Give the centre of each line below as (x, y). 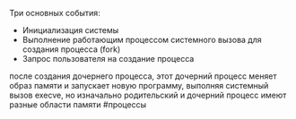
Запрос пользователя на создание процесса (108, 59)
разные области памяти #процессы (78, 105)
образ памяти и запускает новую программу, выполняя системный (139, 85)
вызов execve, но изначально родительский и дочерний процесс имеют (148, 95)
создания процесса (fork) (71, 49)
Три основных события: (55, 13)
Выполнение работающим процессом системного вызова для (142, 40)
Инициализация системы (70, 30)
